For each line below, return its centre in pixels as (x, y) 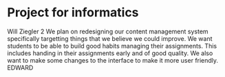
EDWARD (20, 67)
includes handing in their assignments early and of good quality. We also (110, 53)
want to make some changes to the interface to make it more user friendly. (113, 60)
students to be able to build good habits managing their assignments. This (112, 46)
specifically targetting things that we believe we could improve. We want (110, 38)
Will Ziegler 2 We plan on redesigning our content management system (108, 31)
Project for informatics (73, 13)
